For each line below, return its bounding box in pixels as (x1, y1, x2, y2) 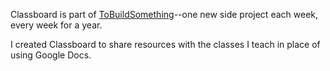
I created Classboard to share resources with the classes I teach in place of (10, 39, 321, 50)
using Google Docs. (10, 49, 92, 61)
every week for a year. (10, 19, 103, 31)
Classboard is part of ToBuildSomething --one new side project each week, (10, 9, 319, 20)
